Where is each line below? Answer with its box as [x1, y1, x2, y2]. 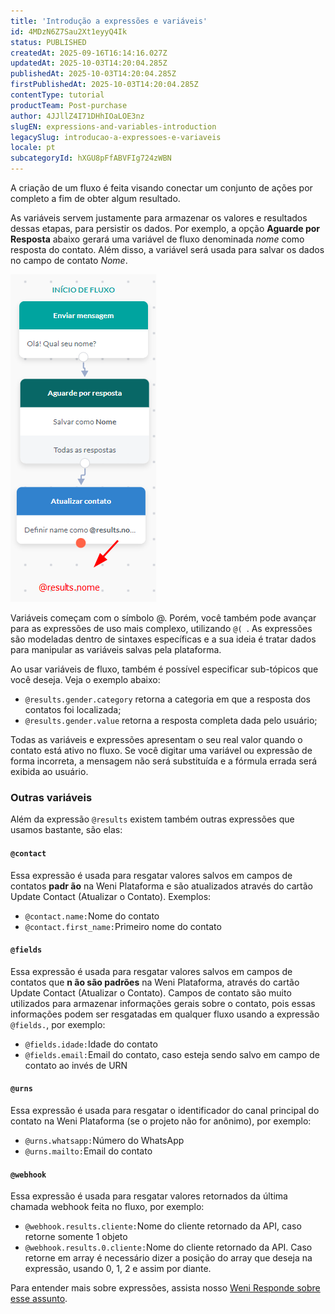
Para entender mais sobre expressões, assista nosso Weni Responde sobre [10, 1282, 321, 1294]
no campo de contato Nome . [10, 255, 128, 266]
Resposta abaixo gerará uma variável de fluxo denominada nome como [10, 233, 305, 245]
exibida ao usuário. [10, 766, 89, 777]
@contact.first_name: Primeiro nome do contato [24, 920, 222, 932]
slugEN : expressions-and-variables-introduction [10, 121, 217, 132]
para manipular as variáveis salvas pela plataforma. [10, 644, 222, 655]
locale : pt [10, 143, 56, 153]
